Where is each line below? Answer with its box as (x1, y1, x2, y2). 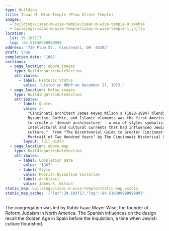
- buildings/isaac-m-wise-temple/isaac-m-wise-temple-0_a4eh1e (10, 21, 145, 27)
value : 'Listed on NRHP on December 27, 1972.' (23, 82, 125, 87)
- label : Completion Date (18, 158, 73, 163)
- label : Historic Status (18, 78, 73, 83)
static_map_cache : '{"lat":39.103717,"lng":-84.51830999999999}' (5, 191, 145, 196)
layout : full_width (23, 139, 64, 144)
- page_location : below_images (10, 87, 75, 93)
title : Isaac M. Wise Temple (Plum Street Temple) (5, 12, 114, 17)
